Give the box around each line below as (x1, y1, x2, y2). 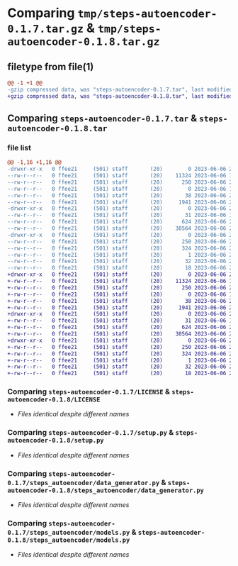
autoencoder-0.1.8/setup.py (7, 436, 104, 445)
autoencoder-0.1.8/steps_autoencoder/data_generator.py (7, 486, 204, 494)
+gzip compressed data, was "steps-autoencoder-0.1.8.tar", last (7, 92, 204, 100)
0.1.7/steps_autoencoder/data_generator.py (7, 479, 160, 487)
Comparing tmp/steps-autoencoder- (7, 5, 217, 21)
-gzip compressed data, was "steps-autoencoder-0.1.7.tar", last (7, 86, 204, 93)
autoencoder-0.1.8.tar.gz (7, 35, 160, 49)
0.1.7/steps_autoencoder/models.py (7, 528, 130, 536)
